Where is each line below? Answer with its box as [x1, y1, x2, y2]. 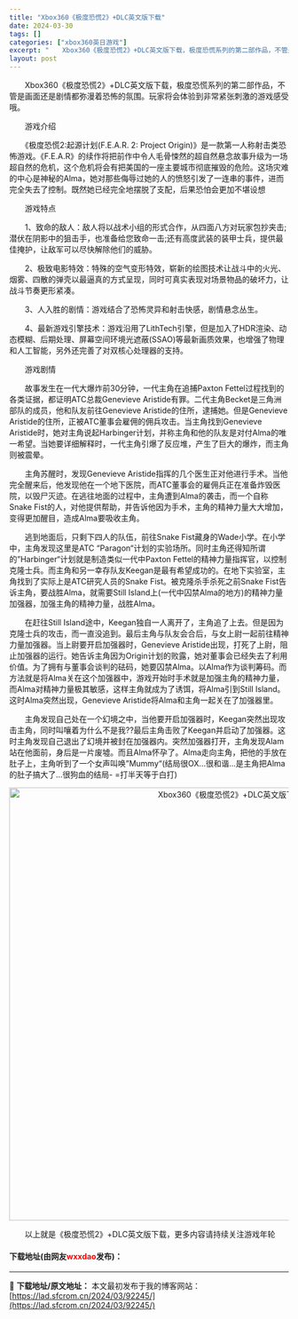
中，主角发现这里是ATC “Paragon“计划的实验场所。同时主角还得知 [9, 543, 251, 553]
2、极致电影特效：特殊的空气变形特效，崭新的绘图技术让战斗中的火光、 [24, 263, 286, 274]
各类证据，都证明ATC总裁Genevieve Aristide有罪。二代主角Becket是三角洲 [9, 394, 282, 404]
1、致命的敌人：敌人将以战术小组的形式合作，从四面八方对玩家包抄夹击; [24, 222, 286, 232]
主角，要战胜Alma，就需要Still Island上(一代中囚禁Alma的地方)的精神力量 [16, 587, 284, 598]
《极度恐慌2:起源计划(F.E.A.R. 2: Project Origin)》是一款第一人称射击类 [24, 139, 279, 150]
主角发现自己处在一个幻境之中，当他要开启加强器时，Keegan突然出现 [24, 714, 278, 724]
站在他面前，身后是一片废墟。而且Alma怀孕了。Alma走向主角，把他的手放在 [9, 747, 287, 758]
